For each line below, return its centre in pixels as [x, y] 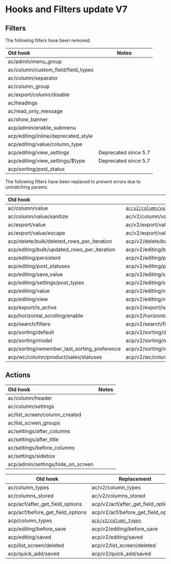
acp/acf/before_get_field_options [47, 512]
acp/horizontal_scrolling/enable [46, 316]
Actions [18, 375]
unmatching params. [27, 187]
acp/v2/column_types [116, 520]
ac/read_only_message [35, 111]
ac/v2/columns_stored [118, 496]
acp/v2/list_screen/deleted [124, 545]
